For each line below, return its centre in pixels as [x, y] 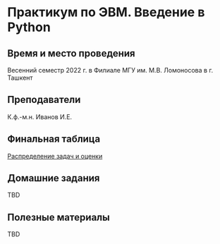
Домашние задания [54, 178]
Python [29, 27]
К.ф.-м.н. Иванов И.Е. [40, 116]
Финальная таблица [54, 139]
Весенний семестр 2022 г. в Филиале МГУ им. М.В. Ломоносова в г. [110, 70]
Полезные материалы [59, 217]
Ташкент [20, 78]
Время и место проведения [71, 53]
